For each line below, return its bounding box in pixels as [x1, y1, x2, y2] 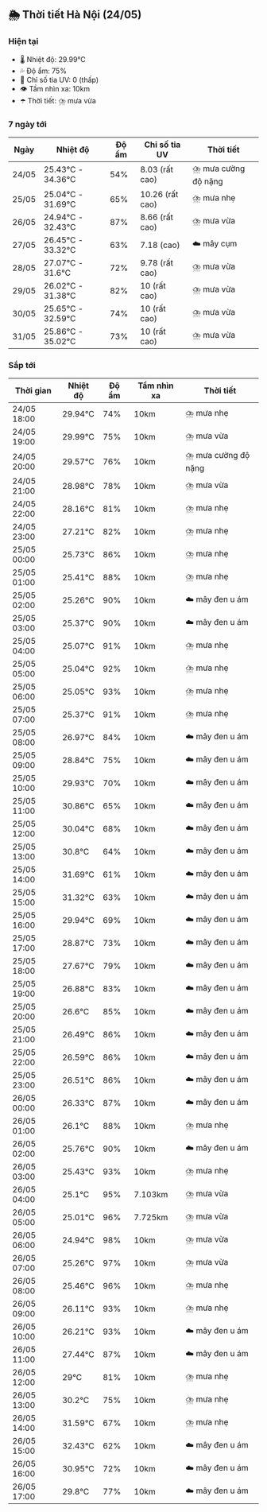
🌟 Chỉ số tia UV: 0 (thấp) [19, 75, 99, 84]
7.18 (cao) [140, 239, 180, 250]
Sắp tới [8, 359, 36, 370]
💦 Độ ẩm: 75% [19, 66, 68, 76]
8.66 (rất [140, 211, 173, 223]
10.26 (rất [140, 188, 179, 200]
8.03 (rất [140, 164, 173, 175]
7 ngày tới [8, 118, 48, 130]
